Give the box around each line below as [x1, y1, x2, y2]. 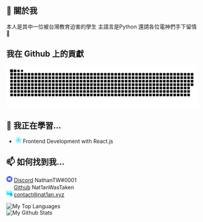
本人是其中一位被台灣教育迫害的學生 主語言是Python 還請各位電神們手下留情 [6, 23, 197, 30]
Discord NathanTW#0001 [13, 177, 77, 183]
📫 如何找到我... [6, 157, 65, 167]
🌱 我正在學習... [6, 120, 62, 131]
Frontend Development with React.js [22, 138, 114, 145]
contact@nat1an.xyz [13, 191, 65, 198]
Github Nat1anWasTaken [13, 184, 75, 191]
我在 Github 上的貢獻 [6, 49, 84, 59]
